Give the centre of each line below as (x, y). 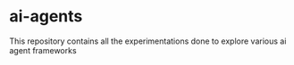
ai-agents (46, 16)
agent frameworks (43, 50)
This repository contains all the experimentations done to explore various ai (148, 41)
